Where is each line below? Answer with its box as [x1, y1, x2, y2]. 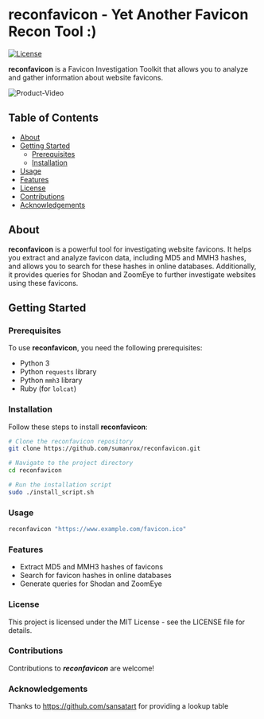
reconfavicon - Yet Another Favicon [8, 6, 249, 24]
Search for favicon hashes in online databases [19, 571, 173, 580]
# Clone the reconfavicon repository [8, 437, 134, 445]
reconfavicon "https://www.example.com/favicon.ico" [8, 526, 187, 533]
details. [8, 625, 33, 635]
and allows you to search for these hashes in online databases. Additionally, [8, 261, 257, 271]
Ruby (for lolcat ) [19, 384, 77, 393]
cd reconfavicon [8, 467, 62, 475]
